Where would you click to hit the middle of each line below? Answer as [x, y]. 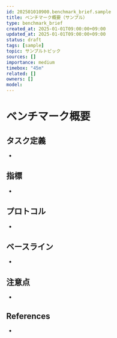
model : [14, 85]
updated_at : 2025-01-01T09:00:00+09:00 [56, 34]
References [28, 316]
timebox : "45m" [25, 68]
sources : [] [21, 57]
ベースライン [30, 247]
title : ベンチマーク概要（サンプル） [47, 18]
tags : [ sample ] [25, 46]
